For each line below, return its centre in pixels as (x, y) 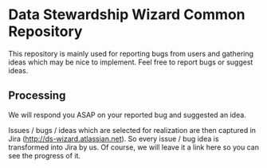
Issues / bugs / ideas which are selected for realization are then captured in (132, 130)
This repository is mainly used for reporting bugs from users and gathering (131, 53)
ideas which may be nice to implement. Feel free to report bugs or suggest (131, 62)
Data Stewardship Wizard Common (127, 15)
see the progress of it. (45, 155)
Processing (37, 96)
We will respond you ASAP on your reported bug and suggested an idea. (128, 115)
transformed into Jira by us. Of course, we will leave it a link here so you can (133, 147)
